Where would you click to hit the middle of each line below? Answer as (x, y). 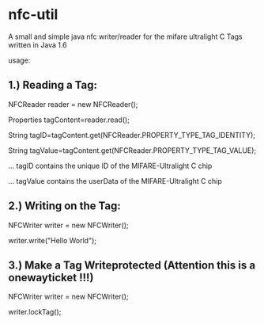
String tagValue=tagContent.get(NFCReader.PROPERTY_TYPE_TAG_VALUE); (132, 150)
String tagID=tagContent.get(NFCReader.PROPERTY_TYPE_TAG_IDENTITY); (132, 135)
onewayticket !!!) (51, 278)
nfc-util (33, 15)
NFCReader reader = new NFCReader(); (73, 104)
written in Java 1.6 (38, 44)
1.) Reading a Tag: (53, 85)
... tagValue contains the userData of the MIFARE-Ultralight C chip (115, 181)
